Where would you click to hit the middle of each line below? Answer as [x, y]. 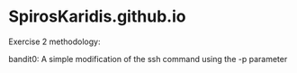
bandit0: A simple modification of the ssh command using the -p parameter [148, 59]
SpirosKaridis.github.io [97, 17]
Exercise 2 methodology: [54, 41]
